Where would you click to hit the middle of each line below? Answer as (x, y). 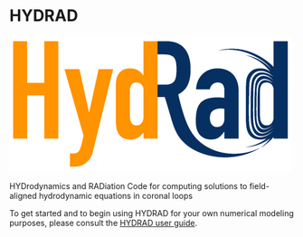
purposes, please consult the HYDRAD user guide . (104, 223)
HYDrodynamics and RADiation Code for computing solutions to (128, 185)
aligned (24, 195)
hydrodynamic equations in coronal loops (116, 195)
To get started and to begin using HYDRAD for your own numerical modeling (151, 213)
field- (259, 185)
